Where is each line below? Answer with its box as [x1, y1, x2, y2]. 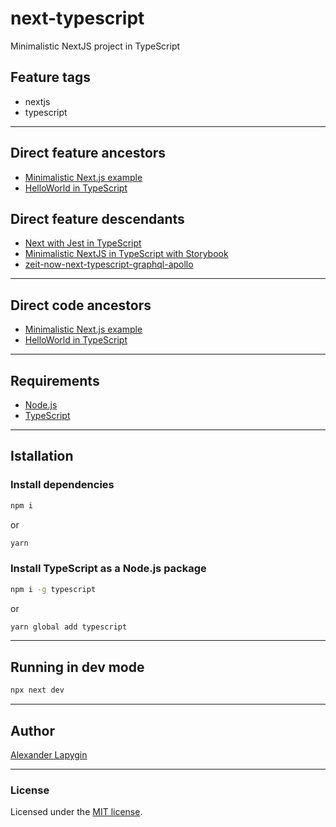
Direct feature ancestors [10, 145, 167, 162]
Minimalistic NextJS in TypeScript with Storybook [24, 248, 229, 260]
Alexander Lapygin [10, 748, 88, 761]
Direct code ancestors [10, 297, 152, 314]
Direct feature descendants [10, 210, 185, 227]
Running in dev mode [10, 658, 145, 676]
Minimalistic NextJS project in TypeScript [10, 40, 181, 52]
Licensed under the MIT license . [10, 806, 143, 818]
